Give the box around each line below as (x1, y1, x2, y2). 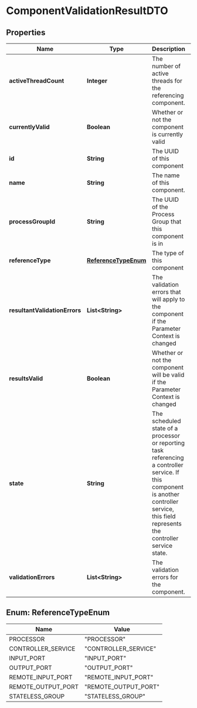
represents (152, 520, 182, 527)
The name (152, 171, 180, 179)
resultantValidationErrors (9, 306, 81, 314)
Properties (6, 28, 46, 38)
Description (152, 45, 186, 53)
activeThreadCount (9, 77, 64, 84)
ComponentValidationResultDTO (6, 4, 168, 18)
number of (152, 62, 181, 70)
